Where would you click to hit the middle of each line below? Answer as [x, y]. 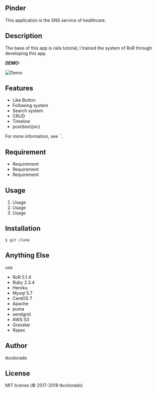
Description [24, 36]
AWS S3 [21, 319]
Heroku [20, 288]
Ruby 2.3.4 [23, 282]
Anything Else [27, 256]
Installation [23, 229]
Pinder [16, 8]
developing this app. [26, 53]
